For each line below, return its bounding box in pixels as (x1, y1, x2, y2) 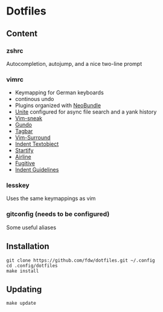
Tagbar (14, 128, 33, 135)
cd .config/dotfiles (6, 262, 59, 268)
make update (6, 301, 36, 307)
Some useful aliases (6, 224, 56, 231)
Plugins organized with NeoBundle (14, 102, 101, 109)
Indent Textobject (14, 140, 59, 148)
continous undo (14, 96, 54, 103)
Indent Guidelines (14, 166, 59, 174)
